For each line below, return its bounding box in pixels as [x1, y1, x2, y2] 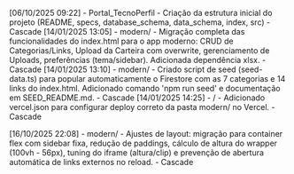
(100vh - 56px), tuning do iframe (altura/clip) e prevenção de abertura [9, 147, 264, 158]
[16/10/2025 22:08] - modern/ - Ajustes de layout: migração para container [9, 129, 283, 138]
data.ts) [9, 74, 37, 83]
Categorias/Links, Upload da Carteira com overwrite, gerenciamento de [9, 45, 270, 56]
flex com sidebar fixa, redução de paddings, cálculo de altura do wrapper [9, 138, 277, 148]
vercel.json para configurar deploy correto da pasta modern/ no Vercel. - [9, 102, 275, 112]
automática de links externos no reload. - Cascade [9, 157, 194, 167]
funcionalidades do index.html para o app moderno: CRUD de [9, 36, 234, 46]
